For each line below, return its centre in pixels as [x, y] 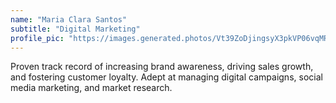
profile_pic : [37, 38]
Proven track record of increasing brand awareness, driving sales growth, [162, 67]
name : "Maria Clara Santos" [69, 19]
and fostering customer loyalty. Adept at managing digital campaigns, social [166, 77]
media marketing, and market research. [91, 88]
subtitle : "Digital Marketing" [75, 29]
